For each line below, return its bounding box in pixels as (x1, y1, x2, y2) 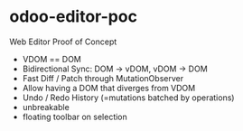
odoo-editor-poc (9, 6, 138, 27)
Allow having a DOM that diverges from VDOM (22, 82, 196, 93)
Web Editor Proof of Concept (9, 36, 117, 47)
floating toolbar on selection (22, 111, 128, 122)
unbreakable (22, 101, 70, 112)
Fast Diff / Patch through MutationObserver (22, 72, 183, 83)
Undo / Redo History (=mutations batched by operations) (22, 92, 235, 103)
